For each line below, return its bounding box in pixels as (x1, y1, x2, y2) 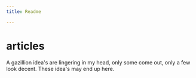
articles (6, 39, 45, 53)
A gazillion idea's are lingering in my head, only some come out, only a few (6, 58, 191, 66)
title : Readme (6, 8, 42, 15)
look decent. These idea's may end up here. (6, 65, 115, 72)
